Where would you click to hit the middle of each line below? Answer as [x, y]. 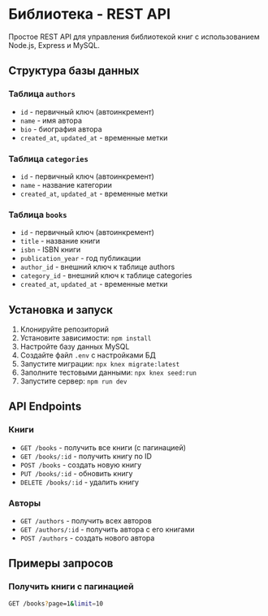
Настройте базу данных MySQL [75, 347]
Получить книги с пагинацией [71, 587]
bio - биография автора [61, 129]
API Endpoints [45, 407]
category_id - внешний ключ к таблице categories [106, 275]
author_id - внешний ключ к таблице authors [97, 267]
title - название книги [60, 241]
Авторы [25, 503]
